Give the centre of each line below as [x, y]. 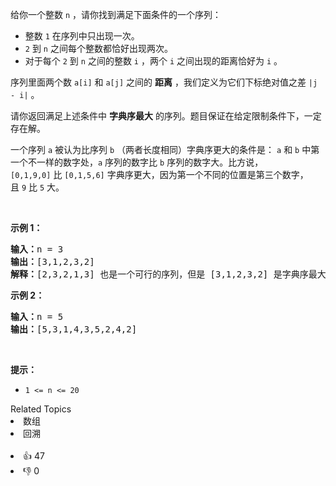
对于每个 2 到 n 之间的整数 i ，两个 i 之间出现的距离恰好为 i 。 [153, 61]
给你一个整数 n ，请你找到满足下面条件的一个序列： [116, 14]
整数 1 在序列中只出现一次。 [82, 36]
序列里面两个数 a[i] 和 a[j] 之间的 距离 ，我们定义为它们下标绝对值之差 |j [164, 82]
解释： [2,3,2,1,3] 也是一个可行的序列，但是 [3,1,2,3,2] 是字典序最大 [168, 274]
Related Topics [41, 409]
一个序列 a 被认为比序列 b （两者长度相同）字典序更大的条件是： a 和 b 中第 [165, 149]
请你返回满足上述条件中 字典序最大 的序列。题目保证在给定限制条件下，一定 [166, 116]
